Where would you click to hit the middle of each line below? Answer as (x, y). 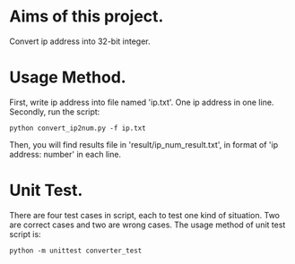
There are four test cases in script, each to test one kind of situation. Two (145, 215)
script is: (26, 234)
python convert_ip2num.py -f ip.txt (78, 128)
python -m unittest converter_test (76, 251)
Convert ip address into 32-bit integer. (80, 41)
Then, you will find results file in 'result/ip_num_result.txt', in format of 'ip (144, 144)
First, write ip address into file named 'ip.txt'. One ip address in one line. (142, 102)
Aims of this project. (87, 17)
